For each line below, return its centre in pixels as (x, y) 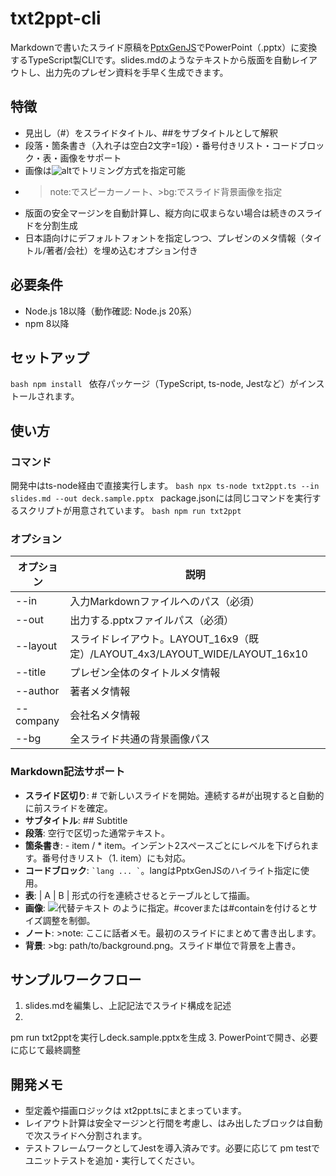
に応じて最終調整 (45, 1050)
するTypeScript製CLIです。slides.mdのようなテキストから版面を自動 (151, 59)
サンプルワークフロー (76, 980)
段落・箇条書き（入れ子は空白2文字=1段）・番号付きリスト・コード (161, 145)
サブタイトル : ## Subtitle (76, 820)
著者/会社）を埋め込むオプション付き (121, 250)
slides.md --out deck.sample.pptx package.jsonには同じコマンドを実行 (161, 498)
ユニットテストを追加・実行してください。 (112, 1161)
